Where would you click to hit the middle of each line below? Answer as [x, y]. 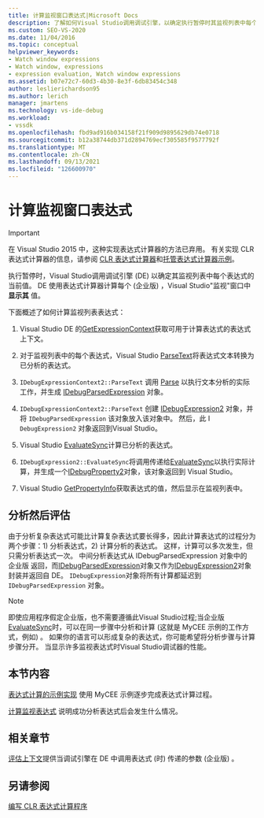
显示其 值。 [26, 295]
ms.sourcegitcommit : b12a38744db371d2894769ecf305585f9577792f [114, 140]
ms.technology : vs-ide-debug [56, 111]
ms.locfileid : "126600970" [52, 169]
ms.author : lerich [38, 96]
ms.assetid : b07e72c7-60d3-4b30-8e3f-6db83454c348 [93, 81]
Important [24, 232]
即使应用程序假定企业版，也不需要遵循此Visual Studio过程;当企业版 [117, 617]
